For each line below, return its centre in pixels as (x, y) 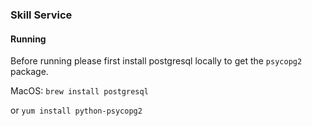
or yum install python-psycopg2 (76, 110)
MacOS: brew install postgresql (79, 91)
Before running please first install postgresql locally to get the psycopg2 (156, 61)
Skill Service (41, 15)
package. (29, 72)
